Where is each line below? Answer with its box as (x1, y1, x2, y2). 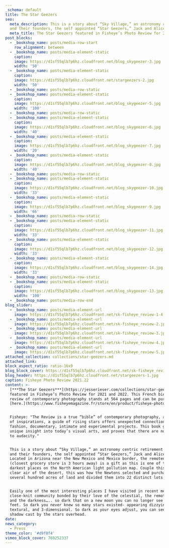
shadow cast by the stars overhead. (10, 512, 87, 517)
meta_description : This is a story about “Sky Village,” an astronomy (10, 21, 161, 27)
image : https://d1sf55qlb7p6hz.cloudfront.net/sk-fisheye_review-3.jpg (14, 331, 167, 336)
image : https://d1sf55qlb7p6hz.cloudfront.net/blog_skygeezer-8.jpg (14, 162, 161, 167)
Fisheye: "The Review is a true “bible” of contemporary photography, (10, 414, 161, 420)
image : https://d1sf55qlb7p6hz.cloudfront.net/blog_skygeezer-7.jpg (14, 143, 161, 149)
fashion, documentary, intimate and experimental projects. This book (10, 424, 161, 429)
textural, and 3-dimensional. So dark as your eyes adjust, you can (10, 507, 156, 512)
